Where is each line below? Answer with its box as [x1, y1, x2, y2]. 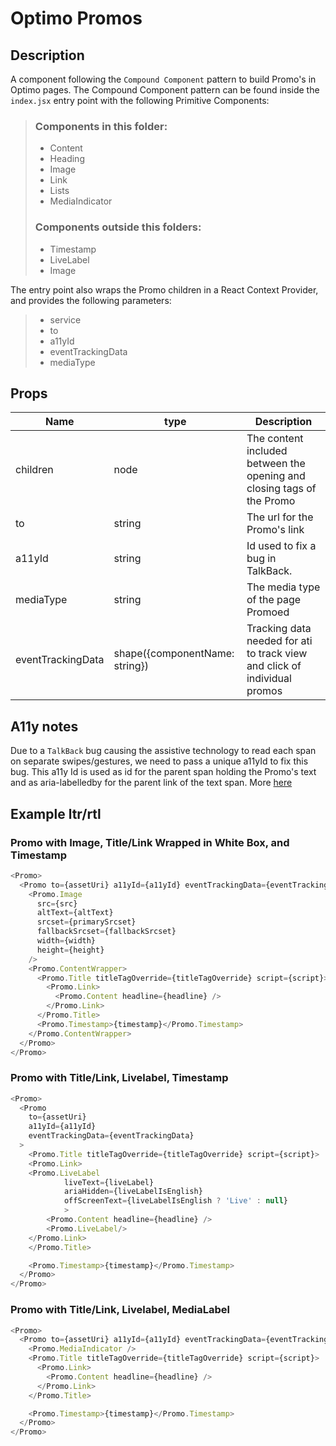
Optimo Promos [10, 7, 143, 30]
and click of [246, 659, 302, 673]
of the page [246, 593, 302, 607]
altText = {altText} [36, 908, 114, 918]
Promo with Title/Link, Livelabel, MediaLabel [10, 1303, 230, 1317]
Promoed [246, 605, 290, 619]
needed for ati [246, 634, 313, 648]
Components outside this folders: [34, 220, 202, 234]
